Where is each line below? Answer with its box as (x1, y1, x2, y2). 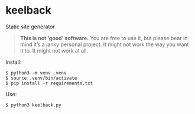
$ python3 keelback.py (5, 102, 61, 108)
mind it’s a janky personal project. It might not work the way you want (19, 41, 189, 48)
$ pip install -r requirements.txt (5, 80, 93, 86)
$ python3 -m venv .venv (5, 70, 67, 76)
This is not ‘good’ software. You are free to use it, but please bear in (19, 34, 188, 41)
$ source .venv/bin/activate (5, 75, 77, 81)
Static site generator (5, 23, 56, 30)
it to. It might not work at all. (19, 47, 88, 54)
